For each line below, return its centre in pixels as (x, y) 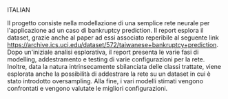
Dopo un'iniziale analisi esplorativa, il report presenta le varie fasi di (103, 52)
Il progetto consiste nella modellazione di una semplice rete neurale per (108, 23)
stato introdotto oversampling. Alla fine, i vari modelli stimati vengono (105, 81)
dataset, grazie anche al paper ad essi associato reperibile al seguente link (113, 38)
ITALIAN (19, 10)
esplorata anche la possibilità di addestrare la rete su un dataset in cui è (109, 74)
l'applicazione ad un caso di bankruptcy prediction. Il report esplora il (105, 30)
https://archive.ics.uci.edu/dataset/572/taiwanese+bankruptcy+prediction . (113, 45)
